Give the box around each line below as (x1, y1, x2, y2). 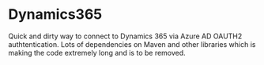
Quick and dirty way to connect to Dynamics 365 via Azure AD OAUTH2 (8, 31, 243, 41)
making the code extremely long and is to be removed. (8, 48, 186, 57)
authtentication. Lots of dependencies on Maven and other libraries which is (8, 39, 256, 49)
